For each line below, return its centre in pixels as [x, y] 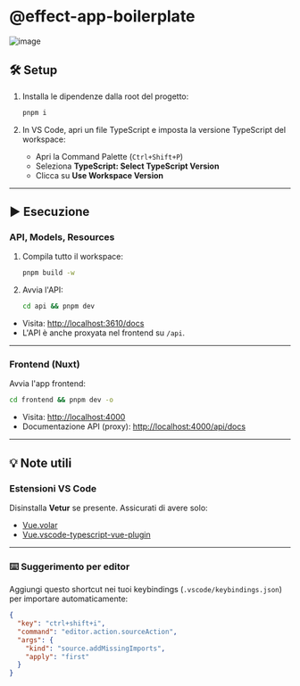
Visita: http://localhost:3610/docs [83, 324]
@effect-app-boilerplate [102, 17]
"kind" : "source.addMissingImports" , [96, 649]
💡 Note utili [41, 463]
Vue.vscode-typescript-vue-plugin [86, 534]
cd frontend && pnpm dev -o [62, 400]
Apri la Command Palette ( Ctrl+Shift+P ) [109, 156]
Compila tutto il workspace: [72, 257]
